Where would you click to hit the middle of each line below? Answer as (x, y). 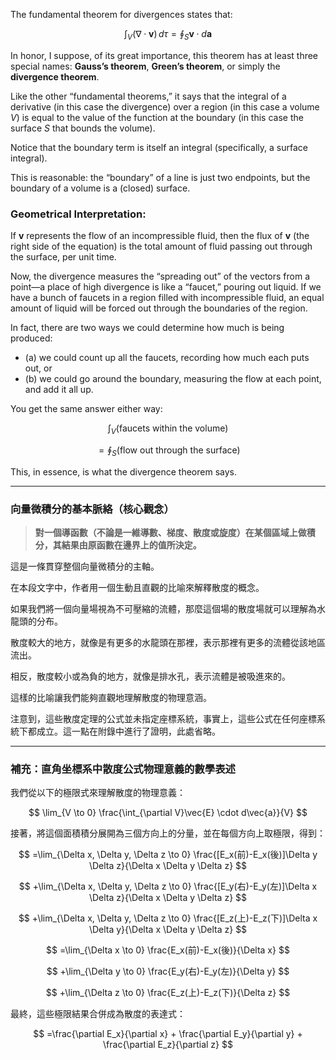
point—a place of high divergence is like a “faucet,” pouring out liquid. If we (166, 287)
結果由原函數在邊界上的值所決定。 (131, 545)
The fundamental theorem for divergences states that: (121, 14)
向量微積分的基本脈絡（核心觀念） (92, 509)
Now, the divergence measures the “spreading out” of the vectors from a (160, 276)
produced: (31, 338)
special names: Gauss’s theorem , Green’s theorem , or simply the (145, 66)
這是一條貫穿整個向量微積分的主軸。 (85, 566)
